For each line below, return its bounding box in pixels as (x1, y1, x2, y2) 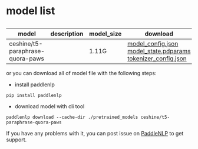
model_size (89, 30, 122, 38)
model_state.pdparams (127, 47, 191, 55)
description (50, 30, 84, 38)
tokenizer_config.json (127, 54, 187, 63)
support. (6, 136, 27, 143)
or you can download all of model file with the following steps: (6, 69, 157, 76)
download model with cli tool (14, 102, 85, 110)
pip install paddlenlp (6, 92, 62, 98)
